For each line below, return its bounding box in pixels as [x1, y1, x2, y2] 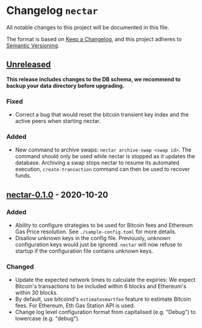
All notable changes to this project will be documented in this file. [6, 24, 170, 31]
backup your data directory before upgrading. [6, 82, 125, 89]
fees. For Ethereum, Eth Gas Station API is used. [15, 302, 135, 309]
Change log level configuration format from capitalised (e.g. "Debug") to [15, 309, 196, 316]
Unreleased [6, 59, 52, 70]
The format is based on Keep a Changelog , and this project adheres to [6, 35, 182, 42]
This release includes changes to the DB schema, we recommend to [6, 75, 181, 82]
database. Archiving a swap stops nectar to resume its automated [15, 159, 180, 167]
